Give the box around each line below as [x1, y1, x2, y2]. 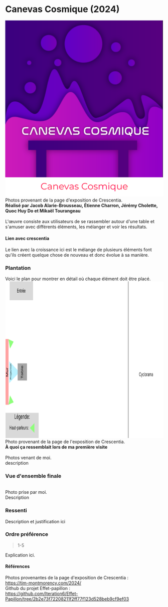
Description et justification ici [5, 518, 66, 524]
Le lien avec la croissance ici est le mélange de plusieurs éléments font [5, 247, 152, 253]
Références [5, 563, 30, 569]
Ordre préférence [5, 531, 49, 538]
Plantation [5, 264, 31, 271]
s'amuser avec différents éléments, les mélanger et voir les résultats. [5, 224, 147, 230]
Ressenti [5, 507, 27, 514]
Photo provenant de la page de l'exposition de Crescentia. [5, 439, 125, 445]
